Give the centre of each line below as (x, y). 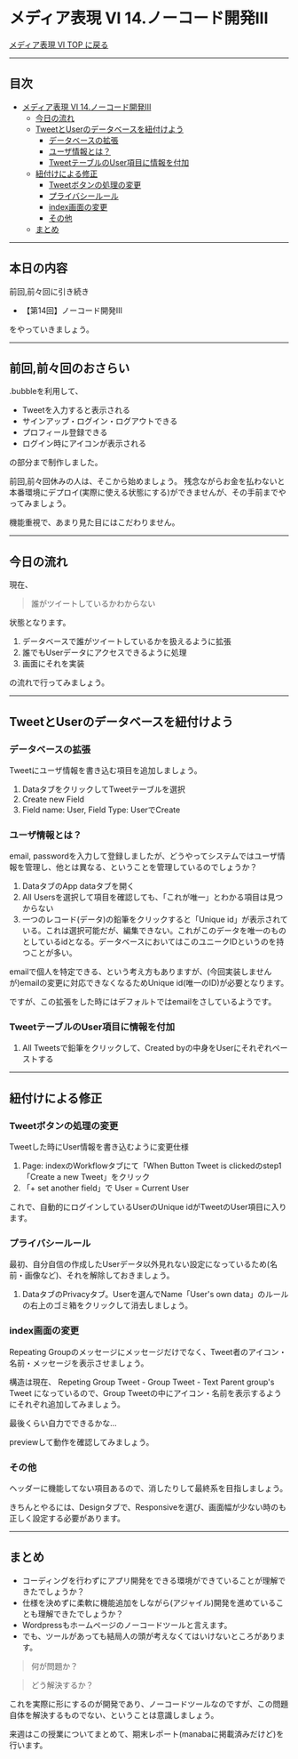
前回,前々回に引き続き (50, 291)
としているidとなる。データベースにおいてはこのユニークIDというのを (149, 942)
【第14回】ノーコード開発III (72, 310)
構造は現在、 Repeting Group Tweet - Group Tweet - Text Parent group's (142, 1382)
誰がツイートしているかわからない (93, 604)
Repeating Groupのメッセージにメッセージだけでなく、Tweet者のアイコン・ (148, 1352)
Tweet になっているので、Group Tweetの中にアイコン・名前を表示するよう (145, 1392)
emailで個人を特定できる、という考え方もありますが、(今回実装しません (141, 972)
